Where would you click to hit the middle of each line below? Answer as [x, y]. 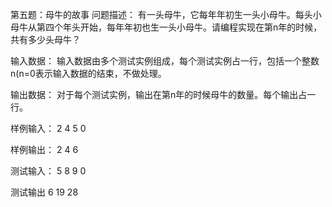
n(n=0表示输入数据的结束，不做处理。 [88, 73]
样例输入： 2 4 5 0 [48, 128]
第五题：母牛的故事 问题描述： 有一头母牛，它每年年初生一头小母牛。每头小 [166, 14]
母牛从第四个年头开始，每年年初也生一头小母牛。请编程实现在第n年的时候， [166, 27]
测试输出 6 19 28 [44, 192]
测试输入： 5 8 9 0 [48, 171]
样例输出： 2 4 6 [44, 149]
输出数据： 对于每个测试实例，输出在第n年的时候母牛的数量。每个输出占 [159, 94]
